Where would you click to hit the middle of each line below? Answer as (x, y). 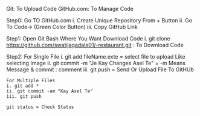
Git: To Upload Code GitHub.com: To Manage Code (70, 9)
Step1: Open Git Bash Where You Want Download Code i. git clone (88, 38)
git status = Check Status (40, 107)
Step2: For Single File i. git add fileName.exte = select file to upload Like (96, 56)
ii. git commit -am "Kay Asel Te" (50, 91)
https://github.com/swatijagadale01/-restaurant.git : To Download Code (95, 45)
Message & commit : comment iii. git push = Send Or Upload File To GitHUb (100, 69)
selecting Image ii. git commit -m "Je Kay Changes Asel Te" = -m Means (96, 63)
